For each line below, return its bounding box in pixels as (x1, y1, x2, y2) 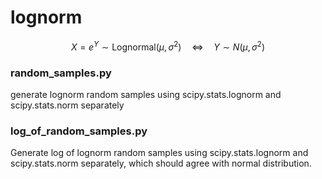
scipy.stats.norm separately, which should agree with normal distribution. (10, 157, 312, 170)
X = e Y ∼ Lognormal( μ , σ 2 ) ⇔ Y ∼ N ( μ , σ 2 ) (70, 39, 266, 53)
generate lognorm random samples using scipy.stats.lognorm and (10, 88, 282, 100)
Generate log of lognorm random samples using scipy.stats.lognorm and (10, 147, 309, 159)
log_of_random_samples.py (10, 124, 148, 138)
